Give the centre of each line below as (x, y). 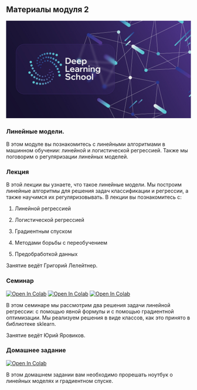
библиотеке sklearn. (31, 324)
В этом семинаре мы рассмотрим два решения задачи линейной (88, 305)
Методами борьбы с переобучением (61, 243)
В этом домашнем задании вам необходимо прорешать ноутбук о (89, 374)
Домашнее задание (36, 351)
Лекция (18, 172)
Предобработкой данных (46, 254)
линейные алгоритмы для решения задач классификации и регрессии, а (97, 191)
